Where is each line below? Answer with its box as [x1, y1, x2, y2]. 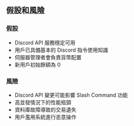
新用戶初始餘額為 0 [14, 61, 61, 68]
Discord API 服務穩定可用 [14, 39, 75, 46]
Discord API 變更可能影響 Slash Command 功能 [14, 91, 128, 98]
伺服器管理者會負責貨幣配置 [14, 53, 82, 60]
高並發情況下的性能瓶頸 [14, 98, 71, 105]
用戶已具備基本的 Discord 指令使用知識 [14, 46, 108, 53]
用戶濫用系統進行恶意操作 [14, 113, 77, 120]
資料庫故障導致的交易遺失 [14, 106, 77, 113]
